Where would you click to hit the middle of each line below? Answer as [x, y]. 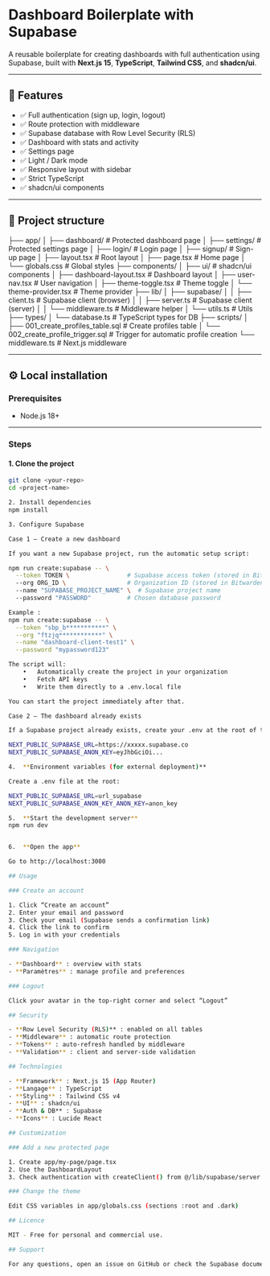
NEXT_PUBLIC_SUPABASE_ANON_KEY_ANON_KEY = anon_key [93, 803]
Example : [25, 612]
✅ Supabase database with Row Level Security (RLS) [108, 133]
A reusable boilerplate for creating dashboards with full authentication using [134, 54]
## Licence [27, 1220]
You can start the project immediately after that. [96, 702]
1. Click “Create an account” [59, 905]
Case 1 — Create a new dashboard [64, 539]
